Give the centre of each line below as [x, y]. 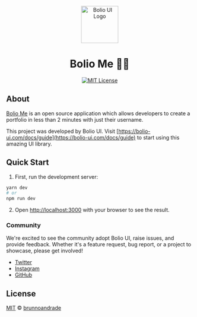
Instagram [27, 269]
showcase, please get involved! [45, 251]
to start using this [158, 137]
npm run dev [21, 199]
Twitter [23, 262]
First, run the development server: [56, 177]
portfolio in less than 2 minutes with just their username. [75, 119]
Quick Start [28, 162]
